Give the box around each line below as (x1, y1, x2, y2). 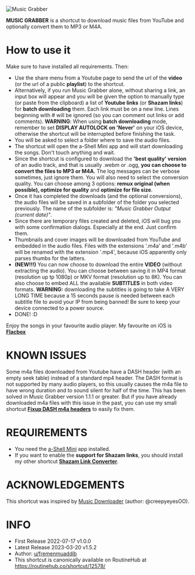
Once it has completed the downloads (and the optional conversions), (14, 192, 183, 199)
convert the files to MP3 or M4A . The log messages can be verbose (14, 167, 180, 174)
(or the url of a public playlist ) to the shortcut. (14, 80, 126, 87)
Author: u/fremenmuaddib (14, 550, 77, 557)
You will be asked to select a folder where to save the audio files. (14, 136, 171, 143)
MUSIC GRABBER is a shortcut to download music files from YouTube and (6, 17, 184, 23)
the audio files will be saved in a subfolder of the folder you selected (14, 198, 179, 206)
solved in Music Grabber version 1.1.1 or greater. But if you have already (6, 393, 177, 400)
